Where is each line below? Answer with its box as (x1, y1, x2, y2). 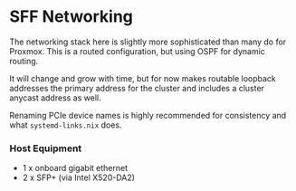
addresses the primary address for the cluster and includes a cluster (9, 82, 265, 93)
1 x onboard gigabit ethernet (22, 163, 129, 174)
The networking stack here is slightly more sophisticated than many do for (9, 36, 287, 47)
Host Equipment (9, 142, 82, 155)
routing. (9, 55, 39, 66)
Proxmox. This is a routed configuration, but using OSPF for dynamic (9, 45, 265, 56)
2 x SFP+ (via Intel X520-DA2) (22, 172, 136, 183)
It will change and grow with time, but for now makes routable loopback (9, 72, 276, 83)
